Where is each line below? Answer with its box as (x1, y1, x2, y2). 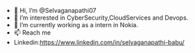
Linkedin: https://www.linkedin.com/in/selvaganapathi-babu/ (13, 38, 185, 46)
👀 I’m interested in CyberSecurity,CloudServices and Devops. (13, 14, 189, 22)
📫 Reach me (13, 29, 51, 37)
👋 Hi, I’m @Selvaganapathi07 (13, 7, 97, 14)
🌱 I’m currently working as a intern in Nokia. (13, 21, 138, 29)
